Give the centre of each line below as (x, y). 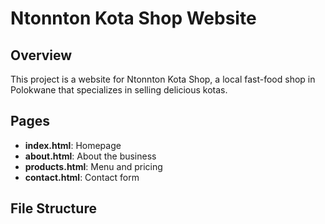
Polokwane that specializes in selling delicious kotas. (119, 90)
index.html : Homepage (73, 145)
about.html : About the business (90, 156)
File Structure (53, 208)
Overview (41, 55)
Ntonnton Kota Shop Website (133, 18)
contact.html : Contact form (82, 177)
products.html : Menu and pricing (93, 166)
